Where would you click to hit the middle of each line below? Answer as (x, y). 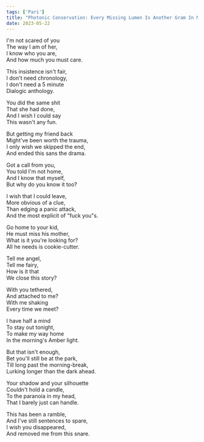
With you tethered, (29, 290)
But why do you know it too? (42, 185)
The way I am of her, (32, 47)
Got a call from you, (31, 165)
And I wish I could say (34, 116)
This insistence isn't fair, (37, 72)
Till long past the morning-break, (47, 365)
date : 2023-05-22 (28, 23)
